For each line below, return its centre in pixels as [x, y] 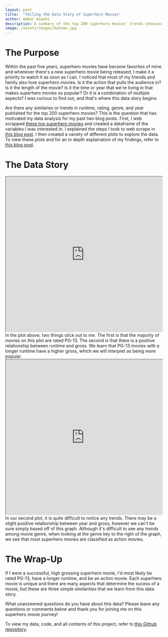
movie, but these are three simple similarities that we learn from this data [80, 589]
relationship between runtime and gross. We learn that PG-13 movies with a [82, 346]
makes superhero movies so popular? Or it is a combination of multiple [78, 93]
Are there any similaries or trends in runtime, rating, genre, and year [75, 108]
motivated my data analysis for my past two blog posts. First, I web [74, 119]
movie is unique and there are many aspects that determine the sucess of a [82, 583]
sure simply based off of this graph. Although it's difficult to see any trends [82, 529]
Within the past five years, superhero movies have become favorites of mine [83, 67]
